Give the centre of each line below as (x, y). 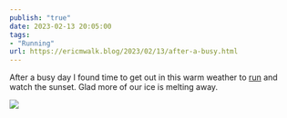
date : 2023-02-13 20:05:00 (61, 26)
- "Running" (32, 43)
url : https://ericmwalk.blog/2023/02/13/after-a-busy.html (124, 52)
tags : (20, 34)
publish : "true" (40, 18)
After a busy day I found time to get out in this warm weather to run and (143, 77)
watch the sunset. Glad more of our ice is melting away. (114, 87)
